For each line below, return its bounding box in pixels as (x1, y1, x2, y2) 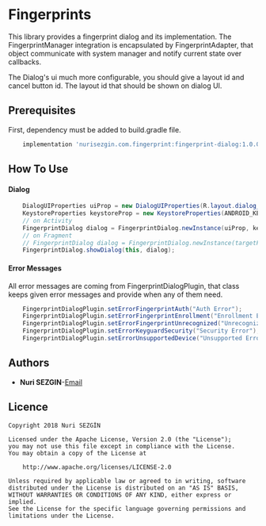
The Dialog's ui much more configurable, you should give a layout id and (8, 72, 245, 82)
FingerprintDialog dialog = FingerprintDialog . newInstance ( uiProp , (22, 224, 249, 232)
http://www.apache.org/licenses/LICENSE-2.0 (22, 463, 172, 471)
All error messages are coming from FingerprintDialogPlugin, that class (8, 281, 240, 290)
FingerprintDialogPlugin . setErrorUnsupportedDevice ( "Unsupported (22, 335, 243, 343)
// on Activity (22, 217, 73, 225)
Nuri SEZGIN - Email (19, 377, 83, 386)
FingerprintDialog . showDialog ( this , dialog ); (22, 246, 176, 255)
